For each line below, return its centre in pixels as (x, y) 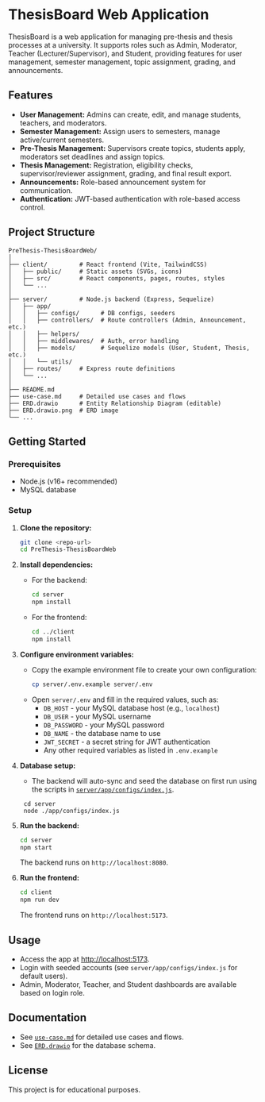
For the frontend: (59, 618)
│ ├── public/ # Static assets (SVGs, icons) (95, 272)
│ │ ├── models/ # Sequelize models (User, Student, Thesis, (129, 348)
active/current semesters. (62, 140)
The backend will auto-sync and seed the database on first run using (144, 780)
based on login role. (52, 992)
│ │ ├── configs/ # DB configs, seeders (92, 313)
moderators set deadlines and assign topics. (92, 156)
